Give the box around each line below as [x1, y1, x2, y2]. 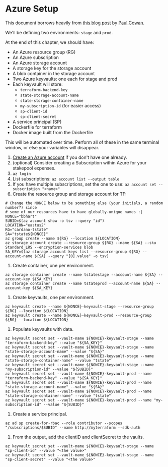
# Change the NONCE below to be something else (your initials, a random [5, 200, 163, 206]
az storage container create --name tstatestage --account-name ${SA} [5, 272, 156, 277]
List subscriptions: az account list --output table [12, 176, 120, 182]
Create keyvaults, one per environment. [12, 294, 95, 300]
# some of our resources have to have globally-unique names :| [5, 209, 143, 214]
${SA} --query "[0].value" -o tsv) [34, 253, 109, 259]
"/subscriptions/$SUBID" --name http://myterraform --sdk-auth [5, 425, 141, 430]
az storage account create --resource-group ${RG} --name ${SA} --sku [5, 240, 156, 245]
